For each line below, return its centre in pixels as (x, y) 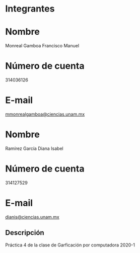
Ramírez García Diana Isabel (34, 148)
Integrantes (30, 9)
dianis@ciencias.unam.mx (32, 217)
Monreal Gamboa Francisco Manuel (42, 46)
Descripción (25, 233)
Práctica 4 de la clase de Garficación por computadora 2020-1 (70, 245)
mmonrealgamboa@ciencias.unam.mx (45, 114)
